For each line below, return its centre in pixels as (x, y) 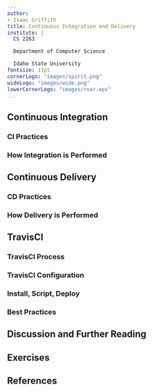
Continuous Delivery (52, 177)
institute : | (26, 33)
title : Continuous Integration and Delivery (71, 26)
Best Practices (32, 311)
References (32, 381)
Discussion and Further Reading (77, 334)
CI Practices (28, 137)
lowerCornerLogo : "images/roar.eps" (59, 89)
